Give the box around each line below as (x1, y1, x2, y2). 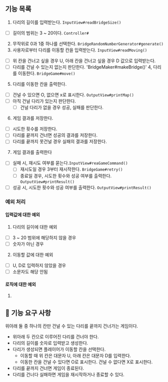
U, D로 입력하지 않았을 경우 (12, 262, 67, 268)
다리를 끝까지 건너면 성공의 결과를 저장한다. (12, 132, 98, 138)
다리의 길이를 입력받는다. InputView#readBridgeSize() (12, 19, 122, 25)
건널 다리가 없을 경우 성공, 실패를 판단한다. (20, 104, 104, 111)
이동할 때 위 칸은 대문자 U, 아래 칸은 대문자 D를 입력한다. (20, 353, 131, 359)
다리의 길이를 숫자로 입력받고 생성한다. (12, 340, 88, 346)
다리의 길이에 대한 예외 (12, 224, 58, 230)
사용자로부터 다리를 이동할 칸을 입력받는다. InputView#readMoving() (12, 47, 147, 53)
